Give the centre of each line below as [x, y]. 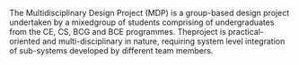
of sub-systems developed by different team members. [111, 51]
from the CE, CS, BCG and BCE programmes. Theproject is [118, 32]
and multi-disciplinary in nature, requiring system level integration [163, 41]
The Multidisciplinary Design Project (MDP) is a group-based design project [149, 13]
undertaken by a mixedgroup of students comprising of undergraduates [142, 22]
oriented [25, 41]
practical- [246, 32]
